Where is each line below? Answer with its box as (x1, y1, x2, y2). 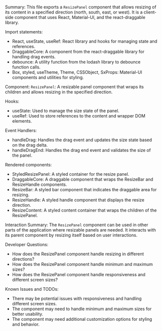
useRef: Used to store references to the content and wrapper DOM (12, 113, 146, 118)
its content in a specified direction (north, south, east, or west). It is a (5, 9, 143, 15)
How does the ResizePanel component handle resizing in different (12, 251, 144, 257)
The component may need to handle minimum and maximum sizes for (12, 306, 152, 312)
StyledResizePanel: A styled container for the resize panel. (12, 171, 130, 177)
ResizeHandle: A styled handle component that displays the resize (12, 197, 145, 203)
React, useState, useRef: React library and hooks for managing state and (12, 38, 158, 44)
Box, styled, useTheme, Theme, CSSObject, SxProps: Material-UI (12, 69, 142, 75)
